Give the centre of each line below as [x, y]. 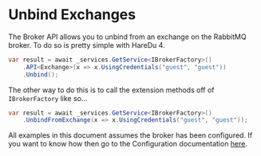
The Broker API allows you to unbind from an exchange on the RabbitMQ [127, 37]
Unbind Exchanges [72, 15]
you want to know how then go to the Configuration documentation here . [128, 144]
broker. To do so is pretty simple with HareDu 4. [87, 45]
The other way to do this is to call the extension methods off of [111, 90]
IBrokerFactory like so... [48, 98]
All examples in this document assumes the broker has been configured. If [130, 135]
